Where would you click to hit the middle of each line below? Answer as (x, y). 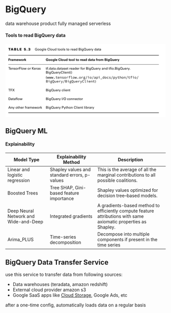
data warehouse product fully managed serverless (58, 23)
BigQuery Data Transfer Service (57, 262)
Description (131, 159)
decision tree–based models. (127, 196)
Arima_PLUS (21, 240)
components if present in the (127, 240)
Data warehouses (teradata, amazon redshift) (60, 284)
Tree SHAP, (62, 187)
